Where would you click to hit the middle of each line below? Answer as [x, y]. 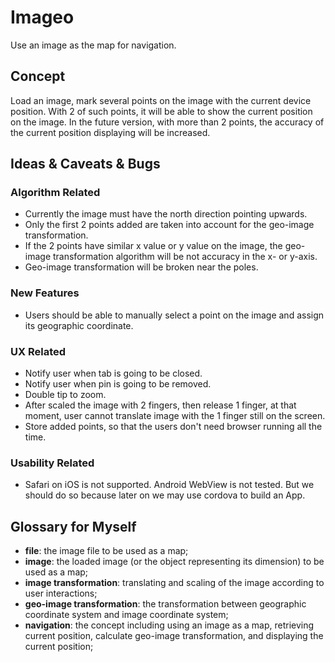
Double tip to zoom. [65, 395]
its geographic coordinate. [79, 325]
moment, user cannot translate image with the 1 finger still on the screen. [175, 416]
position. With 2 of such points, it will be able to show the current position [161, 111]
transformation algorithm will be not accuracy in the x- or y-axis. [185, 257]
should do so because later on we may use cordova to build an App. [165, 495]
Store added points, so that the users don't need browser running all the [173, 427]
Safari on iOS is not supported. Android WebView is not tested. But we [169, 485]
